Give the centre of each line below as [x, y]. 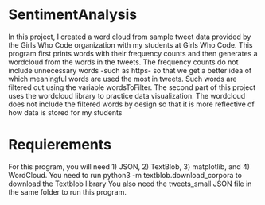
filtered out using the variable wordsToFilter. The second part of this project [132, 87]
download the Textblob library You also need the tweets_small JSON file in [130, 184]
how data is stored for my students [65, 112]
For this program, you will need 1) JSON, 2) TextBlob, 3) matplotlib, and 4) [129, 166]
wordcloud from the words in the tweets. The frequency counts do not [123, 62]
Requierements [60, 145]
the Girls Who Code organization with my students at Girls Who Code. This [131, 44]
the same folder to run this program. [68, 191]
